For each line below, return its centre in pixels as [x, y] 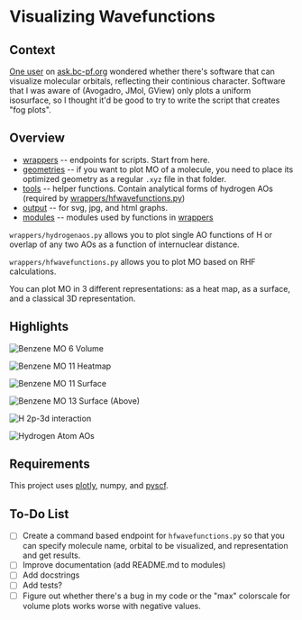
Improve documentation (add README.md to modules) [124, 565]
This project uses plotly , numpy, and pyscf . [89, 486]
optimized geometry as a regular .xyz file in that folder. [124, 178]
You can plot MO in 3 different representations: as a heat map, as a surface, [150, 288]
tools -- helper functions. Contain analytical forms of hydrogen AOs [147, 188]
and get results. [51, 555]
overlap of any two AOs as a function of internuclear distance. [125, 244]
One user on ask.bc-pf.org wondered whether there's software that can [142, 71]
